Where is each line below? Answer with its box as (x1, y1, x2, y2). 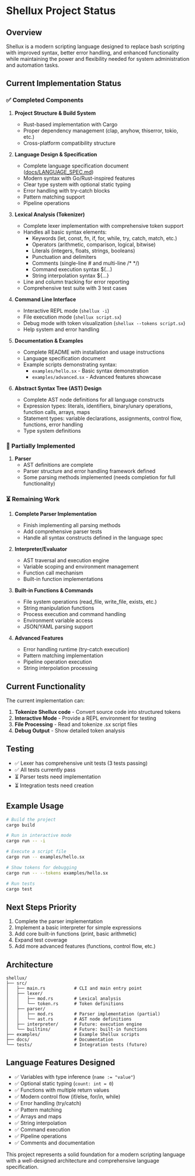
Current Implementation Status (6, 78, 121, 88)
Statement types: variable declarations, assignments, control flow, (23, 415, 182, 422)
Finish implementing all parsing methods (23, 522, 121, 529)
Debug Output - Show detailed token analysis (14, 727, 126, 734)
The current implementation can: (6, 697, 85, 704)
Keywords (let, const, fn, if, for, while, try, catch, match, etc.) (32, 234, 177, 241)
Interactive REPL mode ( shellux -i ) (23, 307, 110, 314)
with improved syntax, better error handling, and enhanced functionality (6, 49, 179, 56)
